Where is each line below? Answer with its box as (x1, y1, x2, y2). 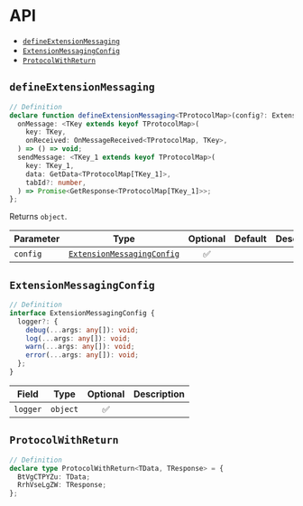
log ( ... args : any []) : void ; (25, 333, 131, 343)
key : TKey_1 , (25, 161, 75, 170)
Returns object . (9, 211, 68, 222)
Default (234, 232, 268, 245)
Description (133, 388, 185, 400)
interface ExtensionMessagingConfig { (9, 308, 155, 317)
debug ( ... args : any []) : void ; (25, 325, 140, 334)
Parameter (14, 232, 60, 245)
